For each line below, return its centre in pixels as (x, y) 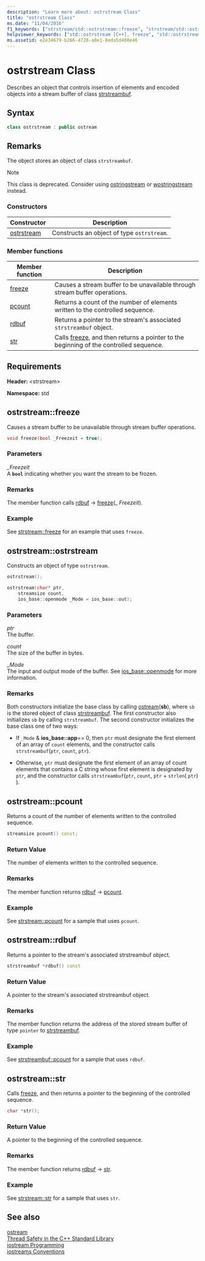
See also (23, 1217)
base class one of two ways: (43, 726)
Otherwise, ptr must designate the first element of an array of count (101, 763)
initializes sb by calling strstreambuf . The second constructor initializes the (100, 720)
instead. (17, 191)
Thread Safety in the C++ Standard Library (61, 1238)
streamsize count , (41, 593)
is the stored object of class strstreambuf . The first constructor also (92, 713)
